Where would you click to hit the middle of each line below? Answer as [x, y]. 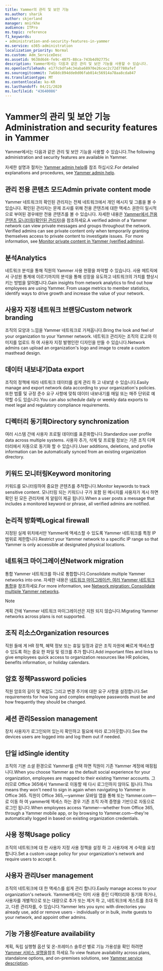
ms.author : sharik [24, 14]
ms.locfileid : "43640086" [31, 91]
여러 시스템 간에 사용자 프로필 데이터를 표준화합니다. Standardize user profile [78, 434]
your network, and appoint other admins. [46, 917]
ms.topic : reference [26, 32]
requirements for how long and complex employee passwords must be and [80, 697]
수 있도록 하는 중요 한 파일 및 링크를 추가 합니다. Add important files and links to [81, 651]
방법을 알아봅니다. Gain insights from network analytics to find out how [83, 283]
